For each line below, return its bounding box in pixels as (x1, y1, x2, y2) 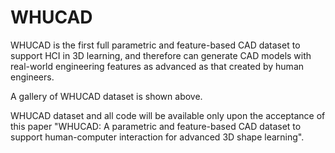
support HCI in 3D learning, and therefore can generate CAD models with (10, 49, 312, 61)
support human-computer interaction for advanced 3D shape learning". (10, 131, 305, 143)
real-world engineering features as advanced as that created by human (10, 60, 305, 72)
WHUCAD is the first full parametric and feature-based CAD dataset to (10, 39, 301, 51)
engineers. (10, 71, 55, 83)
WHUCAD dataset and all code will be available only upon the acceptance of (10, 109, 326, 121)
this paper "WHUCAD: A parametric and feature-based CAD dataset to (10, 120, 302, 132)
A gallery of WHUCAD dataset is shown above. (10, 90, 203, 102)
